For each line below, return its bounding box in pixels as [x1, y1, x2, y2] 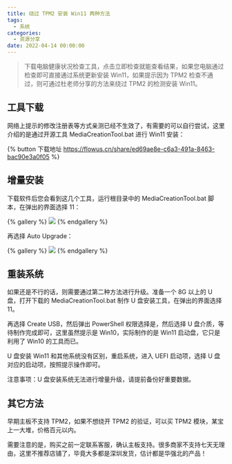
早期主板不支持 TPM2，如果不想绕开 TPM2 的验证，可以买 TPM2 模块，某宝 [7, 417, 224, 426]
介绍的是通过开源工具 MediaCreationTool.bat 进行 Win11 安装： [7, 130, 185, 139]
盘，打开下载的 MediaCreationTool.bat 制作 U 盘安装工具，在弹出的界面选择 [7, 296, 222, 305]
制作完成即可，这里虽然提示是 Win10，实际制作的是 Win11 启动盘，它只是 [12, 328, 221, 337]
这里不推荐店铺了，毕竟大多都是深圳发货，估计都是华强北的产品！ [19, 449, 207, 458]
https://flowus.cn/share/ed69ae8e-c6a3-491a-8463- [63, 145, 215, 153]
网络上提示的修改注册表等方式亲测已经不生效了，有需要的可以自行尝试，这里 [7, 121, 225, 130]
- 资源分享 [13, 36, 41, 43]
